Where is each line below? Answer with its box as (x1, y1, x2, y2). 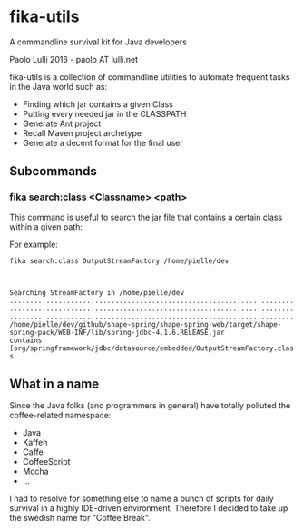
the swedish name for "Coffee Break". (9, 513, 151, 524)
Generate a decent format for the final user (22, 137, 183, 148)
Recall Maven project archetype (22, 127, 142, 138)
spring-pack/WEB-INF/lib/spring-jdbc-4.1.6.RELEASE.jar (9, 328, 225, 337)
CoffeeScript (22, 456, 71, 467)
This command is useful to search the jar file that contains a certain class (9, 211, 283, 222)
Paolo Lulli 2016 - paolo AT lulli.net (9, 54, 139, 64)
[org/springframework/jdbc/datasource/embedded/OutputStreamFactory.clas (9, 343, 295, 353)
